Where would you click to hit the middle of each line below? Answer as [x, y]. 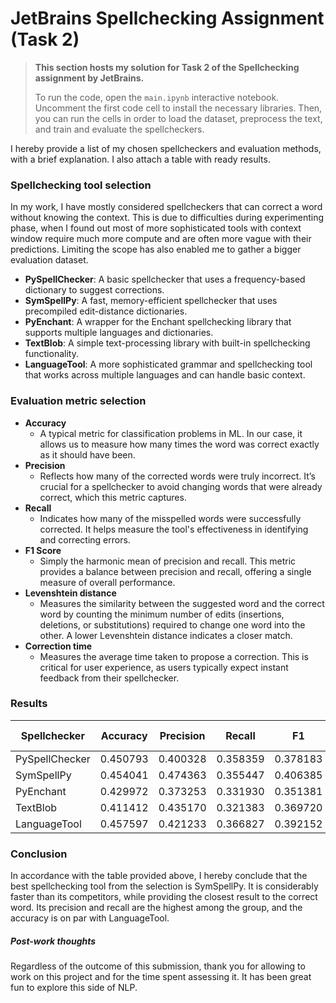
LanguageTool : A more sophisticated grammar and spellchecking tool [168, 364]
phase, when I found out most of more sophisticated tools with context [156, 228]
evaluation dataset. [49, 260]
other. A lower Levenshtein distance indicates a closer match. [166, 635]
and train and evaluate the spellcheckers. [119, 129]
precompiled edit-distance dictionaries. [106, 311]
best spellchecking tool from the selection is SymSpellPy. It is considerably [164, 886]
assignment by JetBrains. [89, 78]
